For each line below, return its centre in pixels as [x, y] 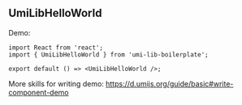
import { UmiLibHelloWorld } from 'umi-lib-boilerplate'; [108, 55]
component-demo [39, 92]
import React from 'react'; [56, 48]
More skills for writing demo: [56, 83]
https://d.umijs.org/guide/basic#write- [169, 83]
